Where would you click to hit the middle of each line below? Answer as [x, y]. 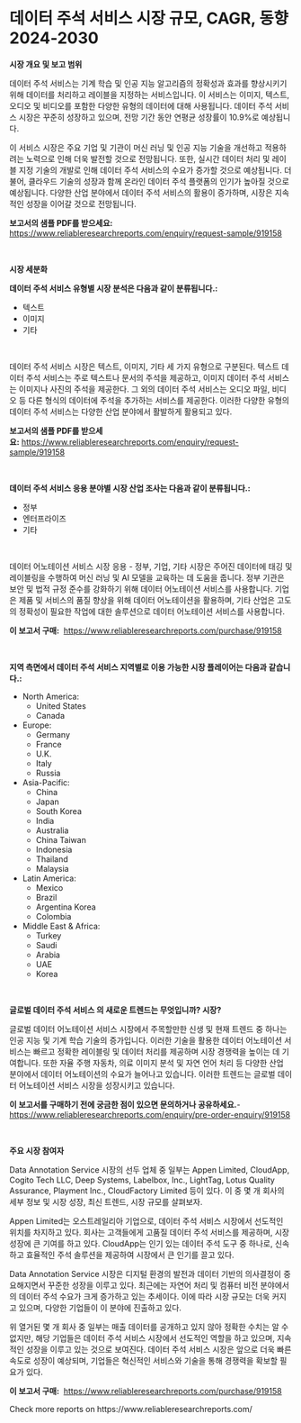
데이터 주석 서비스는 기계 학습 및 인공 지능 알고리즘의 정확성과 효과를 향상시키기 [148, 83]
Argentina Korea [66, 907]
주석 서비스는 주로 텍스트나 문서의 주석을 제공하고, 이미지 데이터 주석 [146, 377]
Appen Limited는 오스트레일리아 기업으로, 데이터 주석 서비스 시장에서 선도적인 [146, 1220]
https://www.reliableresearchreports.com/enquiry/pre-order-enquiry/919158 [150, 1114]
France [49, 744]
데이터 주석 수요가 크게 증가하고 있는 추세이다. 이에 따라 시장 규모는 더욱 [144, 1296]
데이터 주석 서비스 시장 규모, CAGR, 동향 [149, 18]
